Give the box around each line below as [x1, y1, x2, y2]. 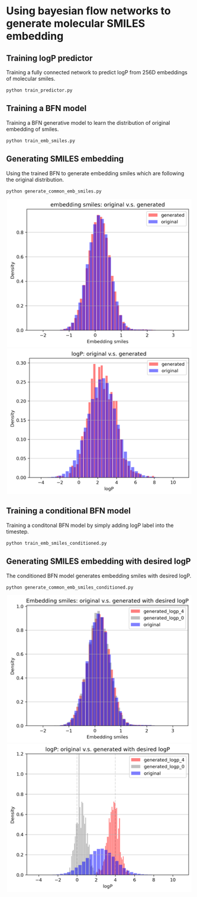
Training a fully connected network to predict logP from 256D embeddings [6, 69, 188, 75]
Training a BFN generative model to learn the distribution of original [6, 119, 170, 126]
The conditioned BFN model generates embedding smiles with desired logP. [6, 572, 192, 579]
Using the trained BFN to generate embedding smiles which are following [6, 169, 185, 176]
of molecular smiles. [6, 75, 56, 82]
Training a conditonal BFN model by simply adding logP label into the [6, 522, 174, 529]
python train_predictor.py [6, 87, 73, 93]
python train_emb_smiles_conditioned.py [6, 540, 108, 546]
